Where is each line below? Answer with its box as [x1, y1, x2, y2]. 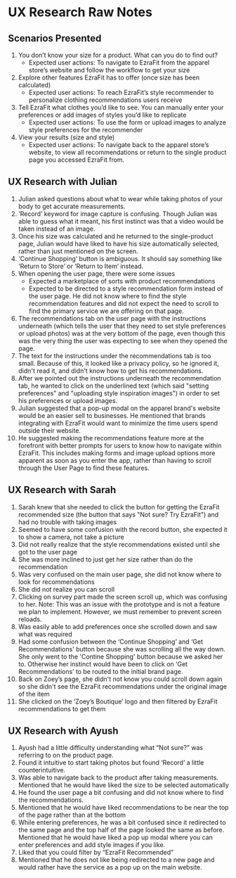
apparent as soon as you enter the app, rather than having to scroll [18, 456, 211, 464]
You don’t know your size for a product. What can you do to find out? [18, 51, 218, 59]
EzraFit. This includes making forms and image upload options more [18, 448, 216, 457]
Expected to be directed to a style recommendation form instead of [28, 284, 223, 293]
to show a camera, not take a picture [18, 533, 125, 541]
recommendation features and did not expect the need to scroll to [28, 299, 219, 307]
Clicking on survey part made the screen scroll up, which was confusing [18, 592, 228, 601]
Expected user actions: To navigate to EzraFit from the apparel [28, 58, 210, 67]
